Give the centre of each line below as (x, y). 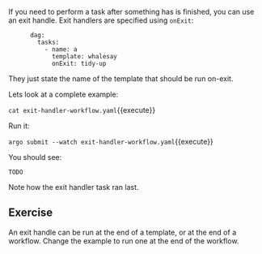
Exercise (31, 213)
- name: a (61, 50)
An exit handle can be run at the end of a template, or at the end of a (123, 232)
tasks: (49, 42)
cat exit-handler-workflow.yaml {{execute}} (82, 110)
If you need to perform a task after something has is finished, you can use (131, 12)
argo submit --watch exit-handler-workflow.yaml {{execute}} (111, 142)
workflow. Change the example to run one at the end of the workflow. (124, 241)
